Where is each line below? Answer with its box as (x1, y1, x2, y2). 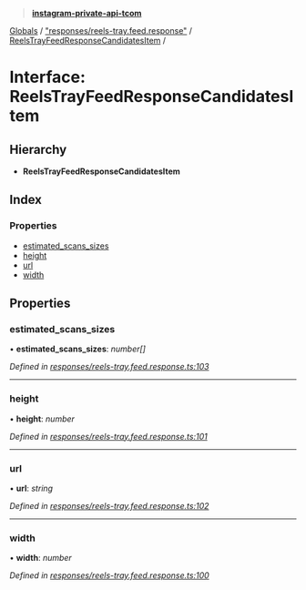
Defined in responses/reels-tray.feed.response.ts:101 (9, 431, 208, 442)
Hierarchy (9, 141, 67, 158)
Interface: (9, 67, 87, 87)
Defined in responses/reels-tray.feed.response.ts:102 (9, 500, 209, 511)
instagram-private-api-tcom (31, 8, 142, 18)
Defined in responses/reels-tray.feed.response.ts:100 (9, 570, 209, 581)
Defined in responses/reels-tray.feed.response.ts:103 (9, 361, 209, 372)
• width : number (9, 553, 73, 564)
